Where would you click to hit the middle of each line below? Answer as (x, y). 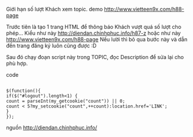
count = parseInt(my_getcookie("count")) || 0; (66, 101)
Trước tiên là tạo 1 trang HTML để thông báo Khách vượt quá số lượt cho (94, 27)
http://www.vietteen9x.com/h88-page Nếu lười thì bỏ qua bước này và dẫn (97, 39)
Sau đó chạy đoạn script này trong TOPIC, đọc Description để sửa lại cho (95, 57)
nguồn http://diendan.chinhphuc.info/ (52, 128)
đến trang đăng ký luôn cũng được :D (51, 45)
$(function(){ (24, 91)
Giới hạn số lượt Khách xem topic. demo (55, 9)
